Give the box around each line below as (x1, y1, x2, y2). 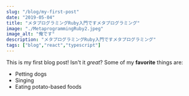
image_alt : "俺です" (6, 31, 55, 37)
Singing (14, 76, 34, 84)
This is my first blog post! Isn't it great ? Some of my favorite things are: (6, 58, 184, 66)
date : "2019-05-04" (6, 14, 55, 20)
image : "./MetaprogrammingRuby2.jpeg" (6, 25, 104, 32)
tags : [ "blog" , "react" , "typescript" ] (6, 43, 101, 49)
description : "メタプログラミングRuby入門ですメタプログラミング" (6, 37, 156, 43)
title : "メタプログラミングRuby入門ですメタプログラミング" (6, 20, 140, 26)
